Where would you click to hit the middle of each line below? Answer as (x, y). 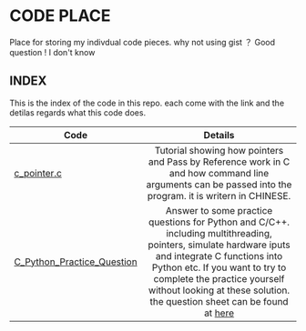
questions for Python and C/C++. (219, 222)
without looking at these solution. (219, 290)
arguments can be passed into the (219, 185)
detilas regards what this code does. (78, 112)
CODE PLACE (60, 16)
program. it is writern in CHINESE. (219, 196)
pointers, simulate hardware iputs (219, 245)
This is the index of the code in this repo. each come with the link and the (147, 103)
